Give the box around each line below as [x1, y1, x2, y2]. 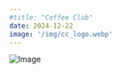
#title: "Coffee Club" [9, 12, 93, 22]
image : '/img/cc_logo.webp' [9, 29, 114, 38]
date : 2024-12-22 [9, 21, 74, 30]
